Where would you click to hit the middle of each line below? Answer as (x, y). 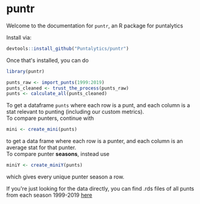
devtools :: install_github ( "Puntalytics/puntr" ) (68, 48)
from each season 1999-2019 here (49, 195)
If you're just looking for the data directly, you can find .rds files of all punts (100, 189)
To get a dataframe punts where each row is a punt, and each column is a (98, 105)
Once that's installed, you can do (48, 60)
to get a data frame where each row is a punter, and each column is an (95, 141)
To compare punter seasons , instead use (58, 154)
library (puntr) (26, 71)
